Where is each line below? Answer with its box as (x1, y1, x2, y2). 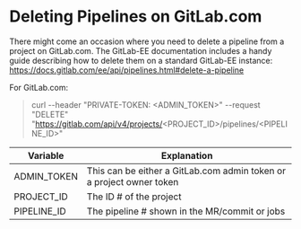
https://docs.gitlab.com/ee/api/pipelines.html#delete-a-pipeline (9, 65, 245, 75)
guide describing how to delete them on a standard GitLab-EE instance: (9, 55, 273, 66)
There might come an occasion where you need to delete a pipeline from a (9, 36, 285, 47)
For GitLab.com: (9, 82, 69, 92)
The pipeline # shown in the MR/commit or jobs (86, 205, 286, 217)
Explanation (160, 149, 213, 162)
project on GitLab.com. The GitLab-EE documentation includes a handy (9, 45, 272, 56)
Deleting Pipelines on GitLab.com (9, 6, 262, 27)
